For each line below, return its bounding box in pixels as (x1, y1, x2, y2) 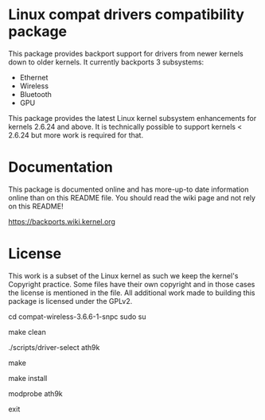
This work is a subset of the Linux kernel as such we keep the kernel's (8, 270, 239, 280)
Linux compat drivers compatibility (8, 6, 245, 24)
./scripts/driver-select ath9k (8, 342, 100, 352)
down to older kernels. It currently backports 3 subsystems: (8, 57, 205, 67)
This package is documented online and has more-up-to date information (8, 185, 249, 194)
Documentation (8, 158, 114, 177)
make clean (8, 327, 46, 336)
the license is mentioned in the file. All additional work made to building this (8, 288, 255, 297)
